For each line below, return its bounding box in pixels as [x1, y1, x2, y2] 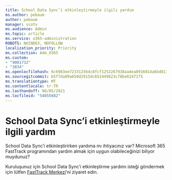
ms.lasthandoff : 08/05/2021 [5, 88, 66, 94]
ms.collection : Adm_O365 [5, 50, 58, 55]
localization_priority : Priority [5, 46, 77, 51]
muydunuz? [5, 154, 30, 160]
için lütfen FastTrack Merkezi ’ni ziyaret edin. [5, 169, 98, 175]
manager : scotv [5, 21, 38, 27]
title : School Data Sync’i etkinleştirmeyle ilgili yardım [5, 7, 134, 13]
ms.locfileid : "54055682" [5, 93, 60, 98]
